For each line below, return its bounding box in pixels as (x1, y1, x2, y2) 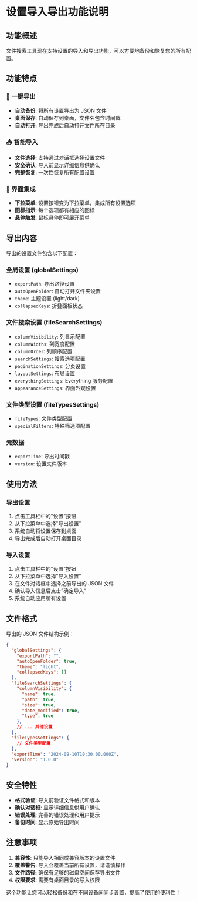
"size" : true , (21, 702, 57, 708)
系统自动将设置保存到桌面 (14, 527, 77, 534)
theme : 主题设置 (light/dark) (14, 295, 80, 302)
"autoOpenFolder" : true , (16, 658, 77, 664)
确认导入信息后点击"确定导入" (14, 587, 87, 594)
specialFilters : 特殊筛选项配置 (14, 422, 91, 429)
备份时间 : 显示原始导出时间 (14, 819, 80, 826)
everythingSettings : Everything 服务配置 (14, 377, 113, 384)
